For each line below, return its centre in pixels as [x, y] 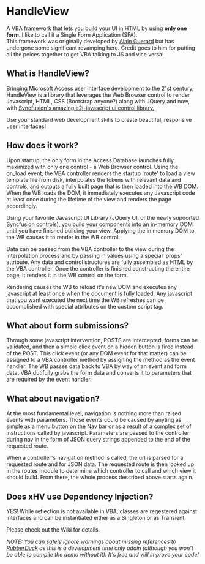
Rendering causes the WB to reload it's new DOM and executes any [92, 287]
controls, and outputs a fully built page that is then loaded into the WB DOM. [102, 186]
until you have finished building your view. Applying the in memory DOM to [100, 230]
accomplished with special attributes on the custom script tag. [85, 306]
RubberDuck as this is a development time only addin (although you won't [100, 548]
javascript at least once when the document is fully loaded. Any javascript [99, 293]
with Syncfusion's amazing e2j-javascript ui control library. [80, 108]
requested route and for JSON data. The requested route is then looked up [100, 464]
